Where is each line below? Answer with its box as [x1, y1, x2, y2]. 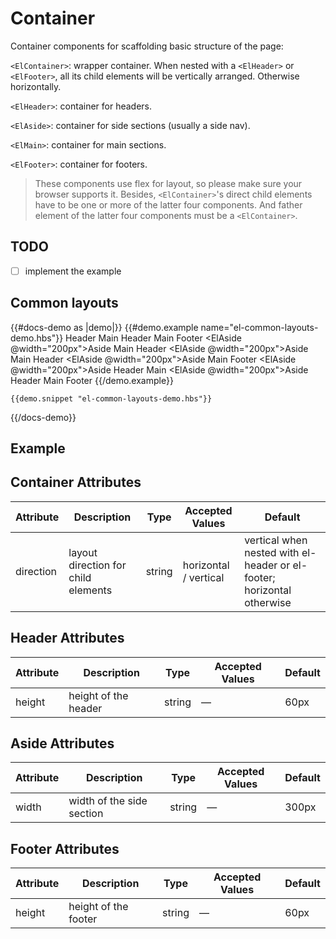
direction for [68, 558, 127, 572]
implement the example [24, 265, 122, 277]
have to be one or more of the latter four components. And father [34, 198, 303, 211]
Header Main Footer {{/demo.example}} [10, 374, 174, 386]
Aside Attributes [10, 735, 115, 752]
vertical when [244, 533, 308, 547]
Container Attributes [10, 474, 142, 491]
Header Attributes [10, 630, 125, 647]
